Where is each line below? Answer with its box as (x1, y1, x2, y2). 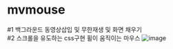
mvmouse (7, 2, 65, 18)
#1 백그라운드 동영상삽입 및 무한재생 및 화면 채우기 (7, 25, 143, 33)
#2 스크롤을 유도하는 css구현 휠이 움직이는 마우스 (7, 33, 141, 42)
